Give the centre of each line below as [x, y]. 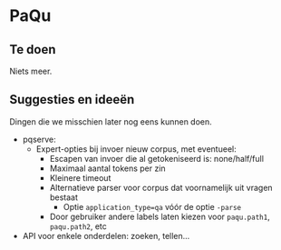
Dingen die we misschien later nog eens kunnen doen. [111, 121]
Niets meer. [31, 71]
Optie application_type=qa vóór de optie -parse [152, 206]
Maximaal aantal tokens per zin [107, 168]
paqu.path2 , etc [78, 226]
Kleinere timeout [80, 177]
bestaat [64, 197]
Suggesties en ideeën [72, 100]
